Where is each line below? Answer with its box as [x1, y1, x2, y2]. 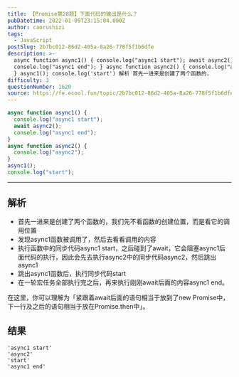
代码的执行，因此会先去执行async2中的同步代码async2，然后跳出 [23, 253, 217, 261]
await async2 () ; [14, 122, 62, 129]
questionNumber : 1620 [7, 83, 72, 90]
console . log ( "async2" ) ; [14, 149, 84, 156]
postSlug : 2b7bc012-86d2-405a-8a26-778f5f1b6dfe [7, 43, 154, 51]
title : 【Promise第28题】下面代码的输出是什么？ [7, 10, 138, 18]
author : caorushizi [7, 23, 65, 31]
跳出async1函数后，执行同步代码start [17, 269, 127, 277]
